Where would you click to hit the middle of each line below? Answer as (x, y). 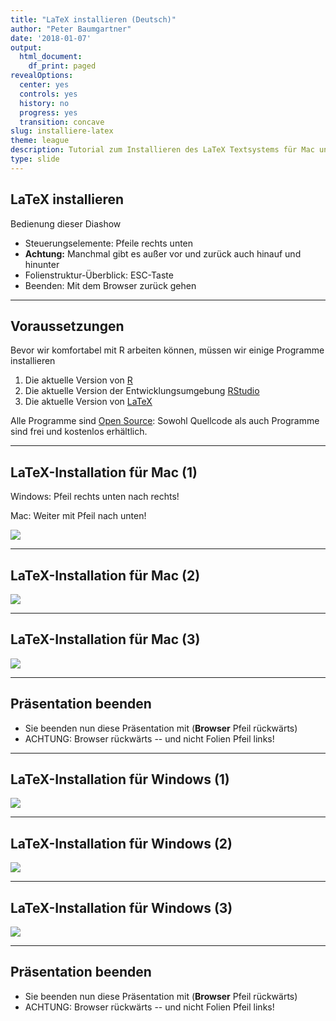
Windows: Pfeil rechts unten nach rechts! (95, 497)
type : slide (35, 159)
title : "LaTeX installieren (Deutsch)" (93, 19)
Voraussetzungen (67, 326)
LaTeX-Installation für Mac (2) (105, 575)
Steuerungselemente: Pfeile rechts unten (109, 243)
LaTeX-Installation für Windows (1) (120, 779)
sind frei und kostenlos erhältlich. (79, 432)
